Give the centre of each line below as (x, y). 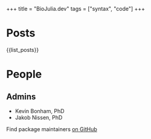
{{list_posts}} (23, 50)
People (24, 74)
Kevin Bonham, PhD (40, 111)
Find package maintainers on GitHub (52, 129)
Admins (21, 96)
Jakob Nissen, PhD (39, 117)
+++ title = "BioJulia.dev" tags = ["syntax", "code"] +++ (76, 9)
